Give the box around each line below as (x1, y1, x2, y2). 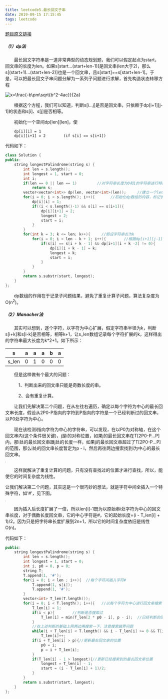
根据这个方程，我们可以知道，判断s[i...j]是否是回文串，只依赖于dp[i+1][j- (13, 102, 163, 108)
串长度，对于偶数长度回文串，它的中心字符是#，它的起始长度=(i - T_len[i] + (5, 512, 160, 518)
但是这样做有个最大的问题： (13, 371, 71, 377)
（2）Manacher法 (5, 311, 43, 317)
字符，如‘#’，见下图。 (9, 490, 54, 496)
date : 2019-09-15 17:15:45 (5, 12, 61, 17)
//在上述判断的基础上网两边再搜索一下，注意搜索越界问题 (31, 624, 133, 629)
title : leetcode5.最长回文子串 (5, 7, 66, 12)
